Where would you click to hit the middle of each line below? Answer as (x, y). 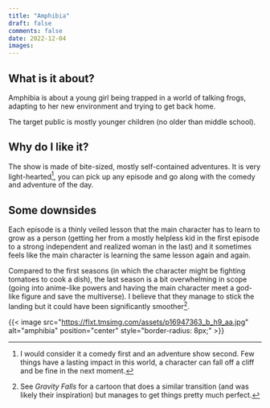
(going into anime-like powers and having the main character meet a (121, 288)
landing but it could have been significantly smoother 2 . (99, 305)
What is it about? (51, 78)
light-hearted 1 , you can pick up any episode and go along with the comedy (132, 175)
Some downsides (52, 210)
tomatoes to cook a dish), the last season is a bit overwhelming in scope (128, 279)
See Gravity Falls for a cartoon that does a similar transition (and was (134, 386)
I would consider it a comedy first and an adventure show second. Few (137, 353)
